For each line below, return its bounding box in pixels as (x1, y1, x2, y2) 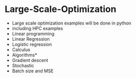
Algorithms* (12, 51, 37, 58)
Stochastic (12, 62, 35, 68)
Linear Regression (12, 36, 50, 42)
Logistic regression (12, 41, 52, 47)
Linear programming (12, 30, 55, 36)
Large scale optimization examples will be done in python (12, 20, 131, 26)
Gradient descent (12, 57, 48, 63)
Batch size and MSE (12, 67, 54, 73)
